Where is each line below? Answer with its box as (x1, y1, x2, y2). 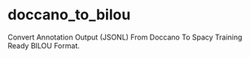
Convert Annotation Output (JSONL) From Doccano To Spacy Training (7, 32, 243, 42)
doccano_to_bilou (7, 6, 131, 24)
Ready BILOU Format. (7, 40, 81, 50)
